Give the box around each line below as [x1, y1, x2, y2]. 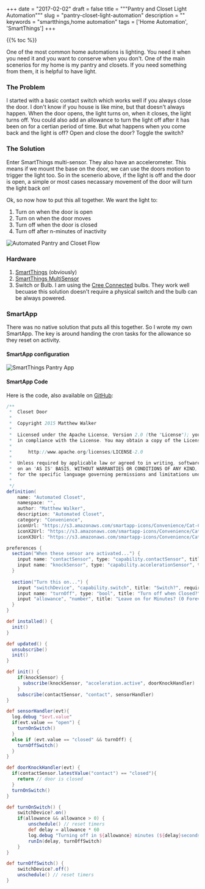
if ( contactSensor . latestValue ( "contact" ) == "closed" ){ [12, 771, 157, 777]
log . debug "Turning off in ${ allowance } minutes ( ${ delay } [28, 832, 182, 838]
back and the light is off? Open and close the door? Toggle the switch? [6, 129, 184, 137]
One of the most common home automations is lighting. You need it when [6, 48, 191, 56]
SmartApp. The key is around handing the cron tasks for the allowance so [6, 330, 191, 338]
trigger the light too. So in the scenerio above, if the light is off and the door [6, 171, 196, 179]
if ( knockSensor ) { [17, 675, 64, 681]
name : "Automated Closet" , [17, 494, 86, 500]
